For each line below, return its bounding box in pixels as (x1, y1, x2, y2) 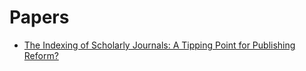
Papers (9, 6, 70, 29)
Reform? (23, 49, 59, 61)
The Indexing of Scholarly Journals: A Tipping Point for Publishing (23, 39, 296, 51)
